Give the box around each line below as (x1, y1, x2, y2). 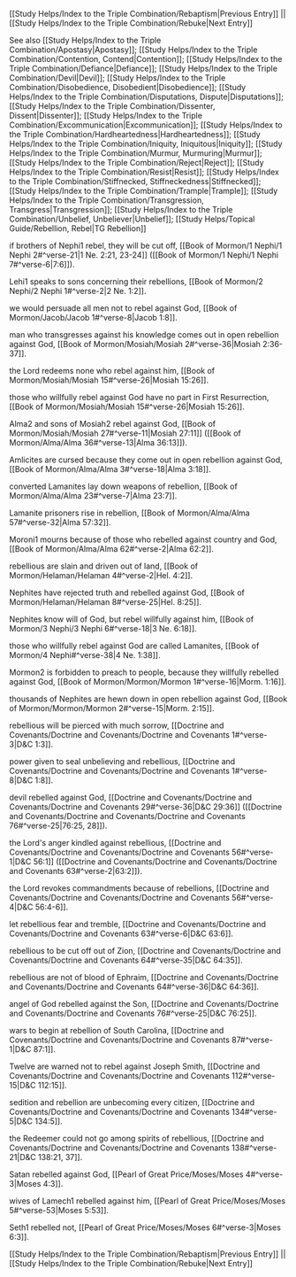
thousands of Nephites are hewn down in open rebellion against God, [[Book (9, 693, 288, 704)
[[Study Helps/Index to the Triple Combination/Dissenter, (9, 101, 216, 111)
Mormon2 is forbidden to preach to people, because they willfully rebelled (9, 667, 279, 677)
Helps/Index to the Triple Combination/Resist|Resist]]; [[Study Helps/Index (9, 166, 280, 177)
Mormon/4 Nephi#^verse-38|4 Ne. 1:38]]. (9, 650, 161, 660)
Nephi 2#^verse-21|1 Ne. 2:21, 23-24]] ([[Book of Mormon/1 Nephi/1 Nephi (9, 250, 279, 260)
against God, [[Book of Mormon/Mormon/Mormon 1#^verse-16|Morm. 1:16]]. (9, 677, 287, 686)
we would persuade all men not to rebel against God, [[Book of (9, 303, 238, 313)
